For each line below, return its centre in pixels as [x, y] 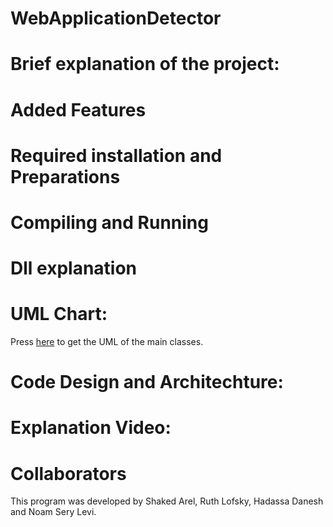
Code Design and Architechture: [147, 382]
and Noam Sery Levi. [53, 512]
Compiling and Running [109, 222]
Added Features [78, 109]
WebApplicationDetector [116, 18]
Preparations [65, 176]
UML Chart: [59, 314]
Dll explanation [74, 268]
